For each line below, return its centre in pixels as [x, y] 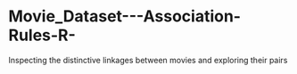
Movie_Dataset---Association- [125, 16]
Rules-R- [42, 35]
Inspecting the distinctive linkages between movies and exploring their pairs [148, 60]
